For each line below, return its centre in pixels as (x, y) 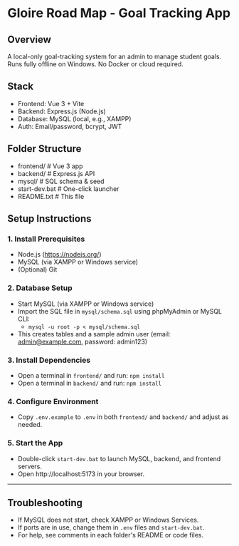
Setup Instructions (49, 219)
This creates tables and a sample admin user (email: (94, 334)
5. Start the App (35, 443)
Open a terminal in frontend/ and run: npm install (91, 375)
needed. (30, 425)
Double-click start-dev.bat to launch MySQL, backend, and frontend (119, 458)
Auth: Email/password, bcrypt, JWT (70, 126)
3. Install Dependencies (49, 360)
